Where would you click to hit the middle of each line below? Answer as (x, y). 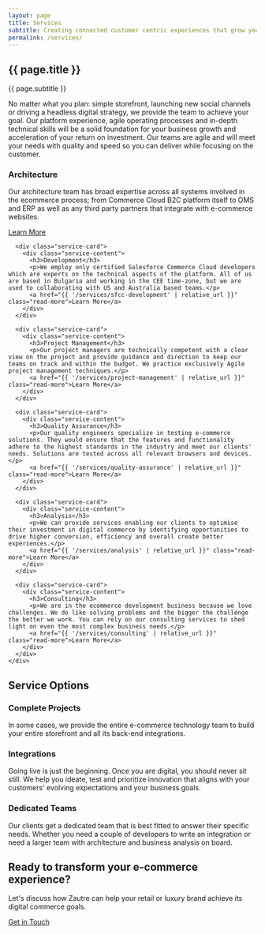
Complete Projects (45, 707)
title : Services (35, 23)
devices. (238, 454)
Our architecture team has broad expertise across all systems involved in (127, 192)
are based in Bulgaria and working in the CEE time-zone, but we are (125, 281)
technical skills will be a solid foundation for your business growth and (122, 129)
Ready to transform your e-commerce (103, 867)
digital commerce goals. (47, 907)
